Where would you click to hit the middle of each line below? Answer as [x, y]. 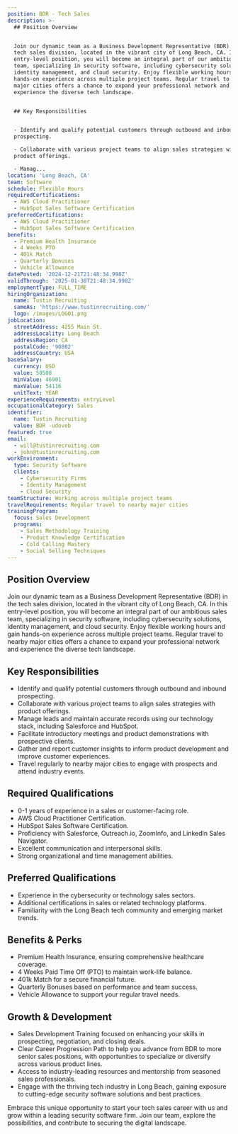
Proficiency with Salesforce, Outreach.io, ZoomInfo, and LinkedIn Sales [121, 833]
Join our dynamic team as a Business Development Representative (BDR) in [118, 596]
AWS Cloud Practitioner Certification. [72, 818]
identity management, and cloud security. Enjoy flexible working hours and [116, 627]
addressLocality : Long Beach [57, 334]
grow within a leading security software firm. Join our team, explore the [112, 1116]
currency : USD [34, 367]
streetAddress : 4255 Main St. [58, 327]
